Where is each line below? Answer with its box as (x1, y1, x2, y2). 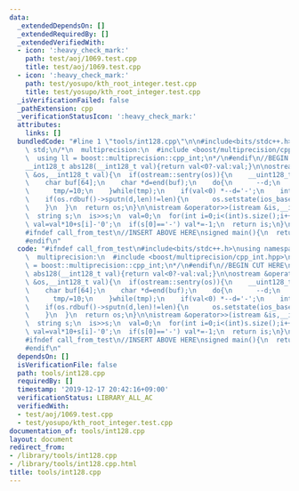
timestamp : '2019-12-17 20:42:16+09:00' (17, 385, 169, 394)
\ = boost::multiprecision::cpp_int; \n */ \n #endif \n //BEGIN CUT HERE (25, 262, 285, 270)
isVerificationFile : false (17, 360, 117, 369)
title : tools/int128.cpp (9, 468, 101, 477)
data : (9, 12, 29, 22)
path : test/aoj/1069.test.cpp (25, 54, 138, 63)
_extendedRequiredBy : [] (17, 29, 109, 38)
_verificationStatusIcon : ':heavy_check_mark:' (17, 112, 198, 121)
